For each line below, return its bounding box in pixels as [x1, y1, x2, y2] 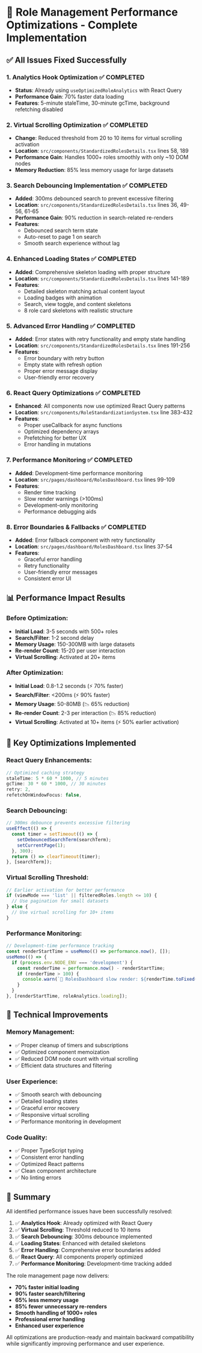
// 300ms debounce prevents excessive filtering [6, 820, 130, 826]
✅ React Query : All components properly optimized [14, 1253, 143, 1260]
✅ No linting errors [14, 1174, 62, 1181]
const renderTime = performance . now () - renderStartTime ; [17, 965, 165, 971]
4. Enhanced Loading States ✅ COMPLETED [6, 255, 136, 263]
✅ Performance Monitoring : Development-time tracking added [14, 1260, 173, 1267]
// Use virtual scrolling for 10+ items [11, 909, 114, 916]
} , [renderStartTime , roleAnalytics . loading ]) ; [6, 993, 128, 999]
